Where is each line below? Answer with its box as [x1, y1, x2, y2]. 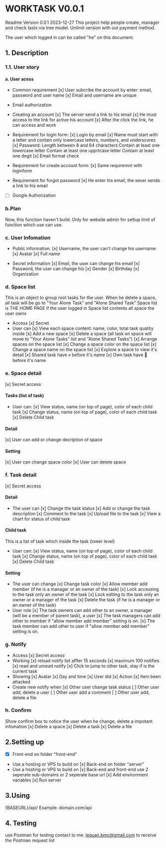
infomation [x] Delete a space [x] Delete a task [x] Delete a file [5, 723, 132, 729]
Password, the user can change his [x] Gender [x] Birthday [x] [12, 266, 140, 272]
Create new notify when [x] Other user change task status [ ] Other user [12, 684, 160, 690]
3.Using [5, 791, 30, 800]
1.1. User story [5, 64, 40, 71]
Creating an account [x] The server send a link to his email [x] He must [12, 111, 157, 117]
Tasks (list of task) [5, 392, 45, 398]
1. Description [5, 49, 49, 57]
